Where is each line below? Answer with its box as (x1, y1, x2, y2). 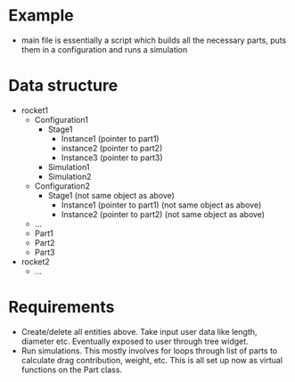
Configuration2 (34, 180, 91, 191)
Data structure (8, 76, 119, 96)
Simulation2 (47, 171, 92, 182)
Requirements (8, 297, 115, 317)
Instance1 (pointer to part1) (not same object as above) (61, 199, 262, 210)
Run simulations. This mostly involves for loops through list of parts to (20, 345, 278, 356)
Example (8, 5, 74, 26)
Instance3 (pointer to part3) (61, 152, 163, 163)
